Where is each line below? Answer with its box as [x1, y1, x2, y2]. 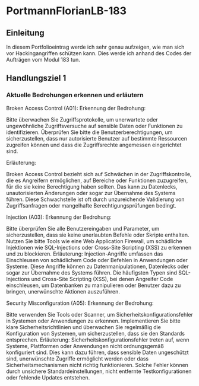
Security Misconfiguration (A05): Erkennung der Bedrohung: [6, 299, 154, 307]
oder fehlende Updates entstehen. [6, 374, 90, 381]
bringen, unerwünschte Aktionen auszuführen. [6, 288, 121, 295]
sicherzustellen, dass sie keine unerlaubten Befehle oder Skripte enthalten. [6, 231, 189, 238]
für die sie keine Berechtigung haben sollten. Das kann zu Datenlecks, [6, 183, 178, 190]
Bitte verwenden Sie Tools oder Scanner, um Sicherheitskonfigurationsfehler [6, 311, 193, 318]
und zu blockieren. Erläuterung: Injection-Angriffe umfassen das [6, 250, 163, 257]
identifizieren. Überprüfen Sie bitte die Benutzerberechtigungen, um [6, 129, 173, 136]
